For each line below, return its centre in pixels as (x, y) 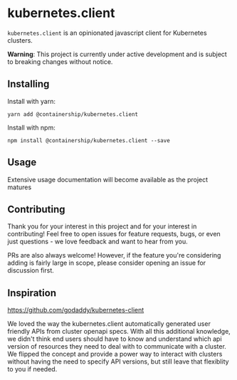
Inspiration (32, 293)
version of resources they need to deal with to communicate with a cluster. (117, 347)
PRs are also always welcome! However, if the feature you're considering (114, 255)
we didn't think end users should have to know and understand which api (115, 339)
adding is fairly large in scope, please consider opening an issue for (107, 263)
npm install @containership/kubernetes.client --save (89, 140)
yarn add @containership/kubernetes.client (73, 114)
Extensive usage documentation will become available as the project (108, 179)
